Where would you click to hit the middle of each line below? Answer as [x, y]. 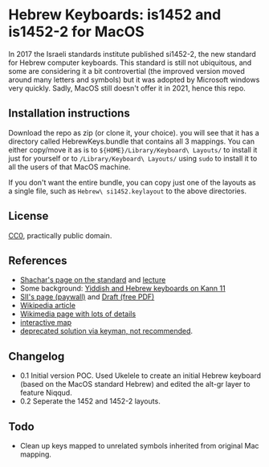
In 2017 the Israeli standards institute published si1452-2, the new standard [132, 54]
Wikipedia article [48, 306]
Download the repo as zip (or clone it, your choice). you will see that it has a [134, 132]
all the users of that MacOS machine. [69, 167]
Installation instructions [69, 114]
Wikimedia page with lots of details [78, 314]
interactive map [46, 323]
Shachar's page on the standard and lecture [93, 280]
